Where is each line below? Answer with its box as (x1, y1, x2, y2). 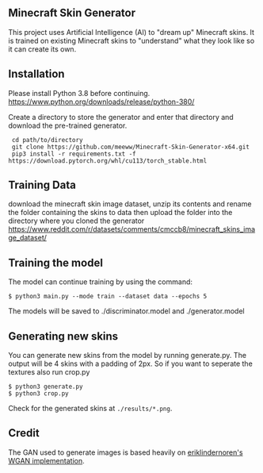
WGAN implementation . (8, 456, 85, 465)
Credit (8, 426, 40, 440)
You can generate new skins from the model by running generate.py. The (8, 351, 247, 360)
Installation (8, 67, 65, 81)
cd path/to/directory (11, 136, 83, 144)
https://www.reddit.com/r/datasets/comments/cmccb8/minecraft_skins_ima (8, 225, 256, 234)
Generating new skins (8, 329, 119, 343)
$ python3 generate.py (8, 383, 83, 391)
